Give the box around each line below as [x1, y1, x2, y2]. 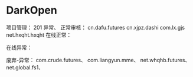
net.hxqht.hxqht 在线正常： [6, 31, 72, 38]
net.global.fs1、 [6, 63, 44, 71]
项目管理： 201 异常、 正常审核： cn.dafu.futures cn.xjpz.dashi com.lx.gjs [6, 24, 185, 31]
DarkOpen [6, 4, 57, 17]
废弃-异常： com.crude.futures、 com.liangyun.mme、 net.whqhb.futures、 [6, 56, 191, 63]
